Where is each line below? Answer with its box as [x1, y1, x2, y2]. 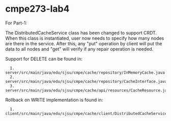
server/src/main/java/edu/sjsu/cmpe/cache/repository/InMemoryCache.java [5, 70, 165, 75]
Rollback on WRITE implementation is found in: [5, 97, 103, 103]
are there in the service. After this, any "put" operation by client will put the [5, 40, 162, 46]
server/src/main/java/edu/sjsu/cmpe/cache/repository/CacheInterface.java [5, 79, 167, 84]
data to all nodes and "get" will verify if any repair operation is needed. [5, 46, 154, 52]
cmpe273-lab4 [5, 3, 70, 15]
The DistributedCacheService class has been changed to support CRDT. [5, 29, 157, 36]
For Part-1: [5, 20, 27, 26]
